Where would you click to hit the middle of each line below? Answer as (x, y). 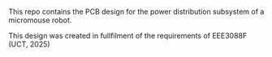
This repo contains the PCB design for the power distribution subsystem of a (136, 12)
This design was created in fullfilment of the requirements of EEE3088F (128, 36)
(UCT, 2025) (29, 44)
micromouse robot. (40, 20)
